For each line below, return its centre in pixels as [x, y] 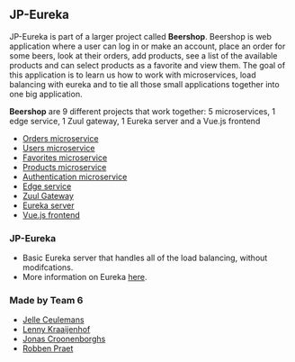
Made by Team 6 [46, 301]
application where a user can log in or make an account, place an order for [147, 46]
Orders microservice [60, 138]
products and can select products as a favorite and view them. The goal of [147, 65]
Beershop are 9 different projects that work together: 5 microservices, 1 [143, 111]
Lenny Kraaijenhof [56, 330]
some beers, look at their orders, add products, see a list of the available [143, 55]
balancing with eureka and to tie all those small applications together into [145, 84]
